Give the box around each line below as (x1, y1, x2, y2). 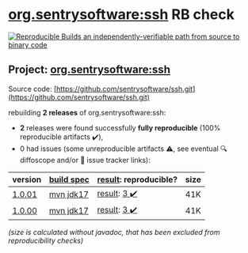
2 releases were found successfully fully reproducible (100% (19, 123, 221, 132)
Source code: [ (8, 84, 57, 93)
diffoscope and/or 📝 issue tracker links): (19, 155, 151, 164)
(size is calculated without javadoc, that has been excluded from (8, 227, 220, 236)
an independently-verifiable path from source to (82, 32, 240, 41)
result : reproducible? (97, 174, 178, 185)
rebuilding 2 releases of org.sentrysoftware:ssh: (8, 108, 166, 117)
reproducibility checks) (8, 236, 84, 245)
